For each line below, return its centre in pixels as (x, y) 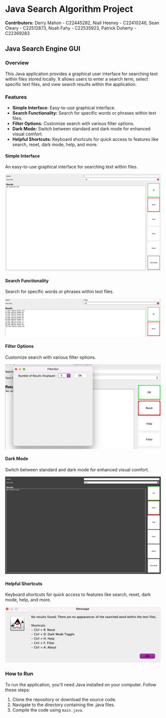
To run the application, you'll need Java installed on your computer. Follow (81, 684)
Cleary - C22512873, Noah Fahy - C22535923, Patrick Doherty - (71, 28)
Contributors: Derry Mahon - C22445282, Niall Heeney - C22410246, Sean (82, 23)
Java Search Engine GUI (43, 49)
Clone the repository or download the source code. (64, 699)
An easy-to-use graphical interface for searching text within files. (72, 167)
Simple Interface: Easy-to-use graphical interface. (64, 108)
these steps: (18, 690)
